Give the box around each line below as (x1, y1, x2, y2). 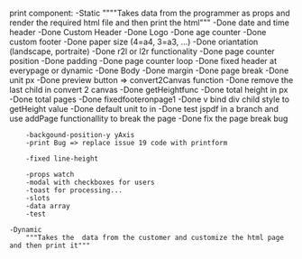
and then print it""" (9, 241, 91, 250)
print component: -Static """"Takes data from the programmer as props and (9, 8, 290, 18)
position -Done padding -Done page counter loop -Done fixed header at (9, 56, 278, 66)
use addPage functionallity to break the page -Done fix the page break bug (9, 113, 288, 124)
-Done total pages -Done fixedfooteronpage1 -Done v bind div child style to (9, 94, 290, 105)
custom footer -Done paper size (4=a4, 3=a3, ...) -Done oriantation (9, 36, 259, 47)
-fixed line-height (25, 154, 99, 163)
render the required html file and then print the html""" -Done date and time (9, 17, 290, 28)
